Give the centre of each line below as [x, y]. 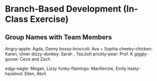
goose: [12, 59]
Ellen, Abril [35, 73]
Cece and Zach [35, 59]
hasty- [134, 68]
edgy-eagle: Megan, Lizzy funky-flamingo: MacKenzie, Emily [66, 68]
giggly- [141, 54]
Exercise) [49, 19]
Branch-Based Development [63, 9]
